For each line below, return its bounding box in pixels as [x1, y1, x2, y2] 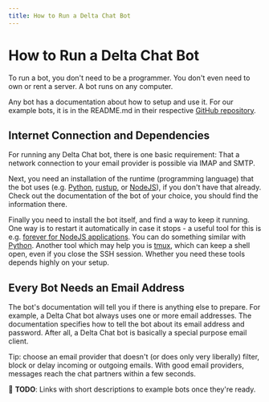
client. [8, 336, 29, 346]
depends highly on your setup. [8, 258, 110, 267]
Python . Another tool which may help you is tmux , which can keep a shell [8, 241, 251, 250]
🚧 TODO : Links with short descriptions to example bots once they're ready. [8, 384, 256, 394]
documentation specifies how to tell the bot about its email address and [8, 319, 245, 329]
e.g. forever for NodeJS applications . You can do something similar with [8, 232, 247, 242]
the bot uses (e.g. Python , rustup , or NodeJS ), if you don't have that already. [8, 182, 262, 193]
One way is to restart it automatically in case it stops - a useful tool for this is [8, 224, 262, 233]
